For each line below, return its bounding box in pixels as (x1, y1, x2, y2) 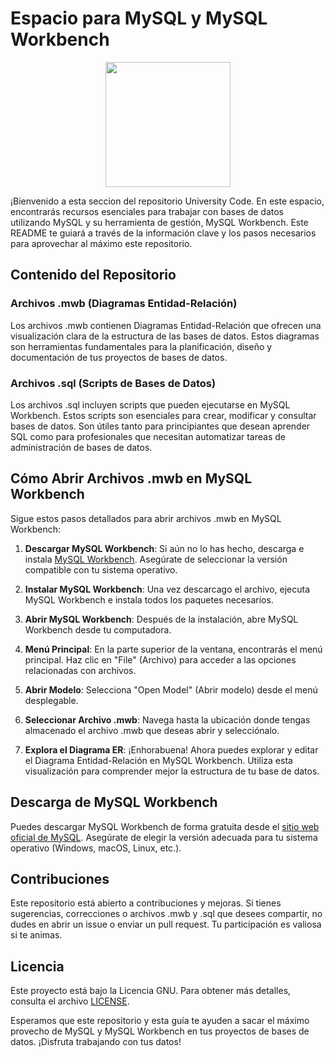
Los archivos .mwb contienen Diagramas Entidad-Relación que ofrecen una (10, 319, 322, 331)
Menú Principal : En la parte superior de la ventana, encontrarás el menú (24, 643, 323, 655)
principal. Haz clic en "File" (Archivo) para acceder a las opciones (24, 653, 297, 666)
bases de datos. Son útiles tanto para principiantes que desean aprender (10, 420, 311, 432)
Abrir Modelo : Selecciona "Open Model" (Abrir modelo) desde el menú (24, 683, 318, 696)
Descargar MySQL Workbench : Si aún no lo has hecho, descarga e (24, 542, 305, 554)
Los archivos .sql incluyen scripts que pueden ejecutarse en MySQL (10, 398, 291, 411)
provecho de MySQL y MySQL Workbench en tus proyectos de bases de (10, 1025, 310, 1037)
